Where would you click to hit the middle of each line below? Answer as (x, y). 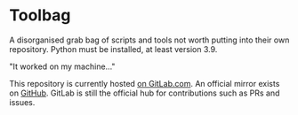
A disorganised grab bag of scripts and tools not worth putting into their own (149, 40)
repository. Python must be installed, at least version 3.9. (113, 49)
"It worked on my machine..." (62, 66)
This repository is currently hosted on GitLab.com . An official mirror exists (145, 83)
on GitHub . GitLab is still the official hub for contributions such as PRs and (145, 93)
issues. (22, 102)
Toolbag (40, 15)
